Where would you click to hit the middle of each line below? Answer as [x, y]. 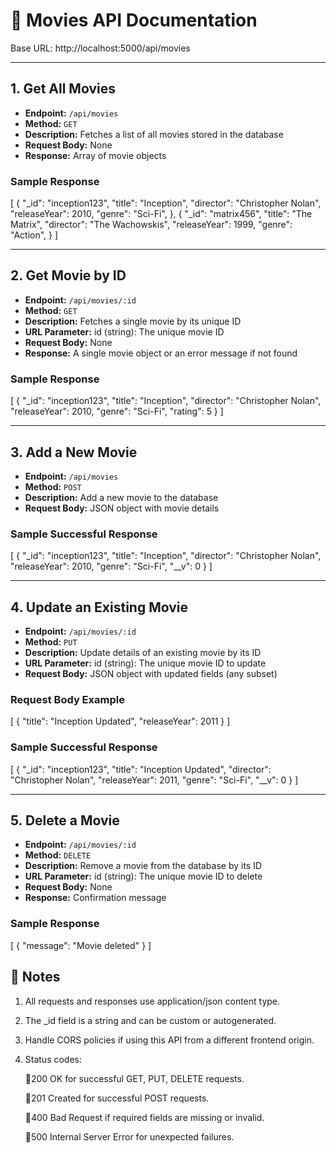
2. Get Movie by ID [68, 275]
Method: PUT [51, 642]
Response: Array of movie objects [95, 155]
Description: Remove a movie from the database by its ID [143, 866]
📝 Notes [35, 977]
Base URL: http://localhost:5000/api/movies [100, 48]
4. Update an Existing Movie [99, 607]
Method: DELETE [58, 855]
